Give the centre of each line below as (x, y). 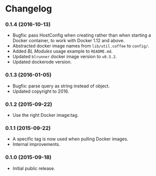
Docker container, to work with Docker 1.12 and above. (68, 41)
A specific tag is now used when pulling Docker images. (70, 139)
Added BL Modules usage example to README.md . (62, 51)
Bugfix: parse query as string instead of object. (61, 86)
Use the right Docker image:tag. (45, 115)
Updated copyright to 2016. (41, 91)
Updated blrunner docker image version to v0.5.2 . (64, 57)
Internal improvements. (36, 144)
